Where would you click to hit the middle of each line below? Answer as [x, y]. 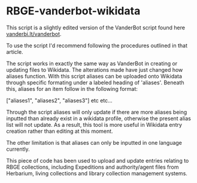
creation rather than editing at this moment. [60, 131]
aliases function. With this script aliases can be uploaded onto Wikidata [94, 76]
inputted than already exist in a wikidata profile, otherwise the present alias [99, 118]
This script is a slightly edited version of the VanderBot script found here [96, 28]
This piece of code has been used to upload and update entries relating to [98, 160]
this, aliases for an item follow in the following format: [72, 89]
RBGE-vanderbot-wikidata [73, 11]
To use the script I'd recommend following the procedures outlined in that [97, 45]
